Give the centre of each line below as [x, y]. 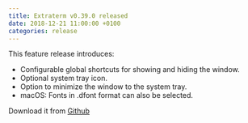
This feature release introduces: [61, 54]
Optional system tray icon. [63, 78]
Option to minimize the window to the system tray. [103, 87]
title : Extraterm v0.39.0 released [68, 16]
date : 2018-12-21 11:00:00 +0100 [65, 23]
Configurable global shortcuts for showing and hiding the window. [130, 70]
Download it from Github [49, 111]
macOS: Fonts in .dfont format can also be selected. [107, 95]
